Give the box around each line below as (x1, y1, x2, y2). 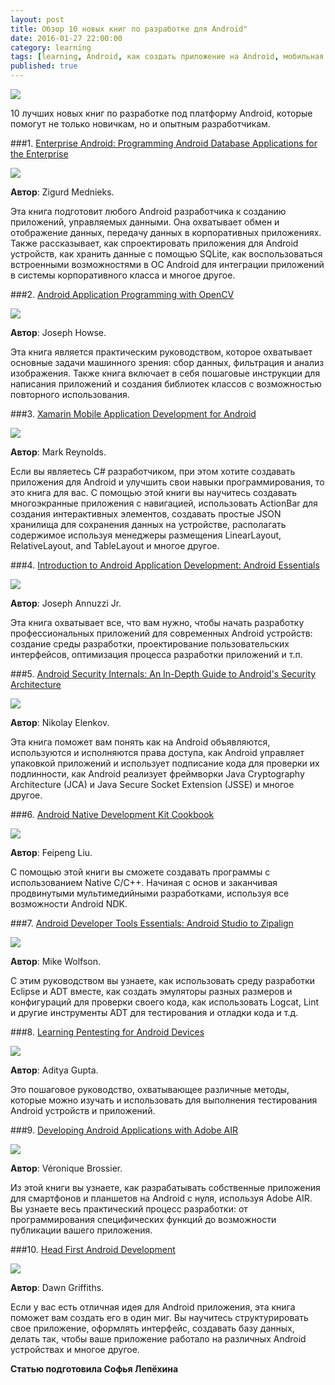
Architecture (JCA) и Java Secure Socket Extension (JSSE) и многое (10, 779, 295, 790)
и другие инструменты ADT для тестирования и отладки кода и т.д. (10, 1007, 299, 1018)
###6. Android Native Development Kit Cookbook (10, 809, 215, 820)
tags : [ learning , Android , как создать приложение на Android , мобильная (10, 52, 325, 62)
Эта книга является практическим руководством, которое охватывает (10, 346, 313, 358)
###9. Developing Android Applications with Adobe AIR (10, 1124, 238, 1136)
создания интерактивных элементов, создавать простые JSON (10, 508, 282, 520)
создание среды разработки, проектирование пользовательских (10, 638, 290, 650)
